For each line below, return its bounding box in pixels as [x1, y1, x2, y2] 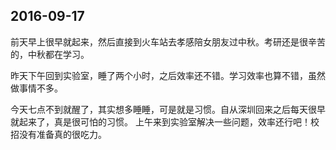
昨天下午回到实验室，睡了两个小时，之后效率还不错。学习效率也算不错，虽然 [10, 69, 326, 81]
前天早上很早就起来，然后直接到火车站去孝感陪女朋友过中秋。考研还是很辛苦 [10, 35, 326, 48]
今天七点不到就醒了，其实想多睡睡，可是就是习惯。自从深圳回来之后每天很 [10, 103, 317, 115]
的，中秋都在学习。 [10, 48, 90, 60]
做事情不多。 [10, 82, 63, 94]
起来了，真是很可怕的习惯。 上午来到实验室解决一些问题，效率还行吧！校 [18, 115, 320, 128]
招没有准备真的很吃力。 [10, 128, 107, 140]
